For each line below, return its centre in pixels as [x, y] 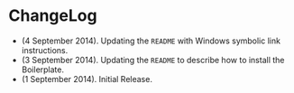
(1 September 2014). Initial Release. [87, 79]
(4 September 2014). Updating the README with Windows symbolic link [151, 41]
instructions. [45, 50]
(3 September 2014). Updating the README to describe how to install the [153, 60]
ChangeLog [53, 16]
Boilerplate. [43, 70]
